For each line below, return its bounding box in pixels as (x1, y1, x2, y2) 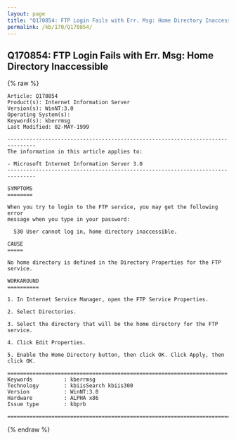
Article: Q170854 (7, 93, 58, 100)
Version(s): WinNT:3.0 (7, 105, 74, 113)
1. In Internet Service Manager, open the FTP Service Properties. (7, 296, 209, 303)
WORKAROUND (7, 277, 39, 285)
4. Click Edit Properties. (7, 339, 86, 346)
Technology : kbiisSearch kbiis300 (7, 382, 133, 389)
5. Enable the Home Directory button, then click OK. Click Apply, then (7, 351, 225, 359)
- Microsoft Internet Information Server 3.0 (7, 161, 143, 168)
